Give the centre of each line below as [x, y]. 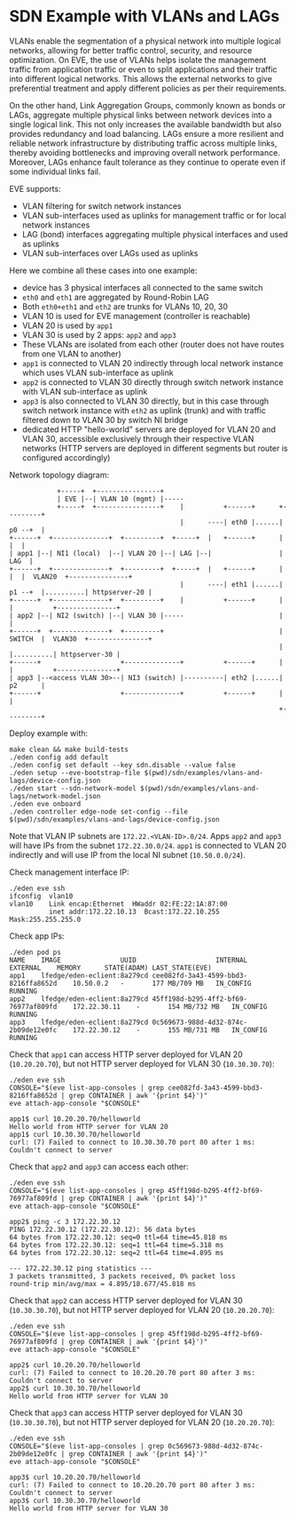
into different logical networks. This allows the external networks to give [141, 78]
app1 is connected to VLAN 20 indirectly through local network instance [152, 363]
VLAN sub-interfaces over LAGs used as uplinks [110, 253]
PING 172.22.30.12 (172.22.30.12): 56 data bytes [103, 1229]
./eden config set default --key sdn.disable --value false [123, 765]
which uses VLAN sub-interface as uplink [98, 372]
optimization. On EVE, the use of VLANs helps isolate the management [138, 60]
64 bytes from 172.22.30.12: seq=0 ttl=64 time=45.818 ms [118, 1237]
